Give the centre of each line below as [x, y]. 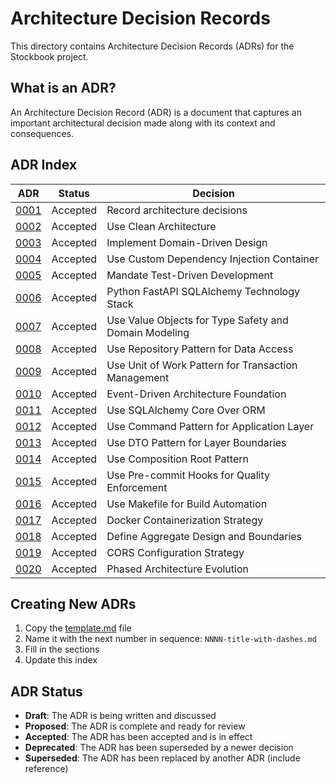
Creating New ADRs [73, 603]
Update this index [61, 660]
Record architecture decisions [177, 210]
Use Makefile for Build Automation [187, 504]
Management [138, 377]
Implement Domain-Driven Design [187, 242]
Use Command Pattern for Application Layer [210, 426]
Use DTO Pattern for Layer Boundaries [196, 442]
